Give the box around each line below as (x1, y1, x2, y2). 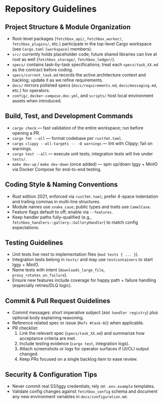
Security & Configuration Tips (5, 370, 97, 379)
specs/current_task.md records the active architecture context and (12, 72, 146, 77)
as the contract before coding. (12, 67, 73, 73)
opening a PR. (12, 130, 40, 136)
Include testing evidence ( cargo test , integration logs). (19, 341, 130, 346)
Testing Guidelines (5, 239, 63, 247)
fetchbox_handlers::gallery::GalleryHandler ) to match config (12, 219, 138, 225)
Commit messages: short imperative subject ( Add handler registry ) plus (12, 309, 158, 315)
